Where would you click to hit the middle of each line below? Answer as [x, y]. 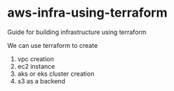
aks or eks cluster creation [56, 74]
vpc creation [36, 59]
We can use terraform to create [53, 45]
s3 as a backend [41, 81]
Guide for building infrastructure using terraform [77, 32]
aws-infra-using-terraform [87, 13]
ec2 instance [36, 66]
